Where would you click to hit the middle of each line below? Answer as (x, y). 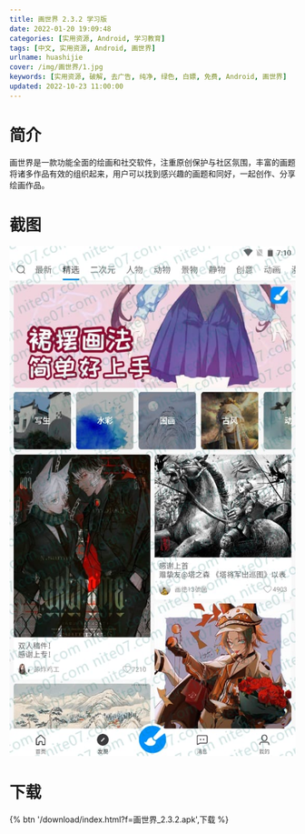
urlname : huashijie (46, 58)
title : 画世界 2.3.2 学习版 (58, 19)
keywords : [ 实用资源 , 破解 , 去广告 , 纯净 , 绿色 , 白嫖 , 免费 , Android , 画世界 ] (148, 77)
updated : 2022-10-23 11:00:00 (67, 86)
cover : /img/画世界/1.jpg (56, 67)
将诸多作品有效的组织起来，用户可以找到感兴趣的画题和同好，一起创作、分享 (152, 174)
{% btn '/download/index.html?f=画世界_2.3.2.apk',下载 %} (119, 819)
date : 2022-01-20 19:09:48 (60, 29)
